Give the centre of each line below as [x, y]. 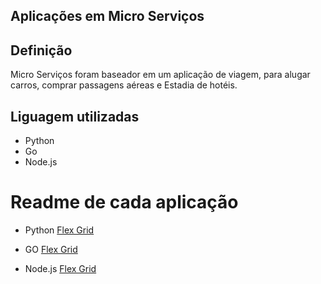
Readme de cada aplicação [124, 202]
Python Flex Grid [59, 230]
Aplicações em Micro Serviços [107, 16]
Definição [41, 50]
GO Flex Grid [51, 249]
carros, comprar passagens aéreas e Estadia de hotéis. [124, 85]
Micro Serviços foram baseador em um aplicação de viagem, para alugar [160, 75]
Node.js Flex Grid [60, 268]
